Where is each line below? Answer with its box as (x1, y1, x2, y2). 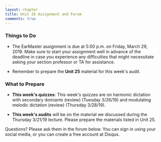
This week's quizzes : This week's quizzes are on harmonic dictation (12, 91, 151, 98)
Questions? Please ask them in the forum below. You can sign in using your (5, 126, 156, 132)
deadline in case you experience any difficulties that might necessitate (12, 54, 154, 60)
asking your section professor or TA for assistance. (12, 59, 115, 65)
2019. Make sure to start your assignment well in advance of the (12, 48, 141, 54)
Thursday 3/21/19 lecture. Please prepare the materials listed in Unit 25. (12, 117, 156, 122)
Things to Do (5, 32, 36, 39)
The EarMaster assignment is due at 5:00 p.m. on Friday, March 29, (12, 43, 148, 49)
